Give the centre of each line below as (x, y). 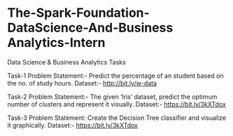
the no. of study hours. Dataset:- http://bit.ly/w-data (82, 83)
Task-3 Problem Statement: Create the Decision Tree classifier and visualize (116, 118)
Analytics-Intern (56, 43)
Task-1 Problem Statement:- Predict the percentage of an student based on (115, 76)
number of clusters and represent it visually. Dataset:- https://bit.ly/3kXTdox (116, 104)
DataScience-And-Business (90, 28)
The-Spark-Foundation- (79, 13)
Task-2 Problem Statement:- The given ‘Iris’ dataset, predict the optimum (112, 97)
